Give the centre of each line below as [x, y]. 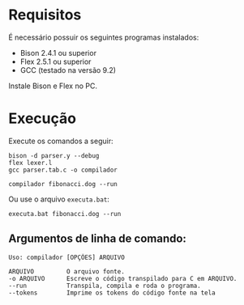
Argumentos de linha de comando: [97, 239]
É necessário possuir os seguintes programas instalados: [104, 37]
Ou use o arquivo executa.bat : [59, 199]
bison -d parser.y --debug [54, 155]
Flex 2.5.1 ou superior [56, 61]
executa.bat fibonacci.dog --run [65, 214]
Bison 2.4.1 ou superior [58, 53]
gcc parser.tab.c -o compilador [63, 170]
